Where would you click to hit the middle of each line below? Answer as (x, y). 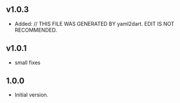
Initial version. (31, 95)
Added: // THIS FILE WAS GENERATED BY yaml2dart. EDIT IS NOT (94, 23)
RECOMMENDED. (36, 30)
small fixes (28, 62)
